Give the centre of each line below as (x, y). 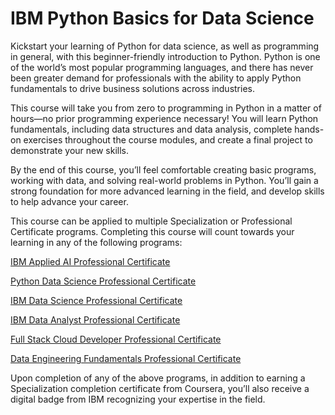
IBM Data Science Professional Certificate (96, 300)
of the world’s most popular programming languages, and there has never (162, 67)
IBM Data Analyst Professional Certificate (95, 319)
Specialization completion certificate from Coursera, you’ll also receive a (160, 388)
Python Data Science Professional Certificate (103, 281)
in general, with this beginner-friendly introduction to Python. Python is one (165, 56)
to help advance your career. (69, 201)
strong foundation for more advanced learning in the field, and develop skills (167, 191)
